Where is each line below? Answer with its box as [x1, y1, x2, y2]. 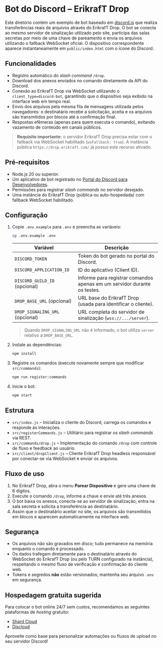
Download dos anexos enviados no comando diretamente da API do [12, 77, 148, 83]
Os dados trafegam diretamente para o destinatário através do [12, 551, 137, 557]
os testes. [78, 286, 100, 293]
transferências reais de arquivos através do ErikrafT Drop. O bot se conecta [5, 24, 156, 30]
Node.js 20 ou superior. [12, 171, 60, 177]
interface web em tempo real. [12, 98, 71, 104]
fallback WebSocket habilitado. [12, 197, 74, 203]
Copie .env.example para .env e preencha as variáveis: [12, 224, 121, 230]
